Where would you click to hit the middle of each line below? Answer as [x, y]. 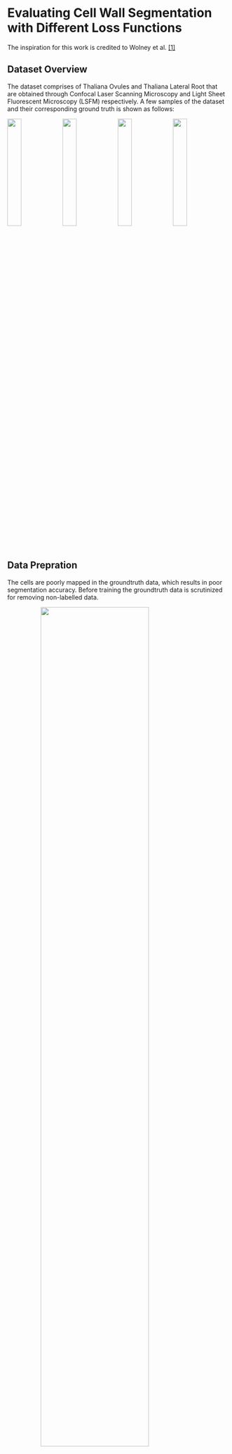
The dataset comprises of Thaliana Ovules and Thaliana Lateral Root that [112, 86]
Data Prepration [42, 565]
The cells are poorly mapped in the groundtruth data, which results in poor [115, 582]
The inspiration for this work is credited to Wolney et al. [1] [91, 47]
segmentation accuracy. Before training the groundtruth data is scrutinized [115, 590]
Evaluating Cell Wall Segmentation [110, 13]
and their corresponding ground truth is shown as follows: [91, 109]
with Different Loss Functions [95, 28]
